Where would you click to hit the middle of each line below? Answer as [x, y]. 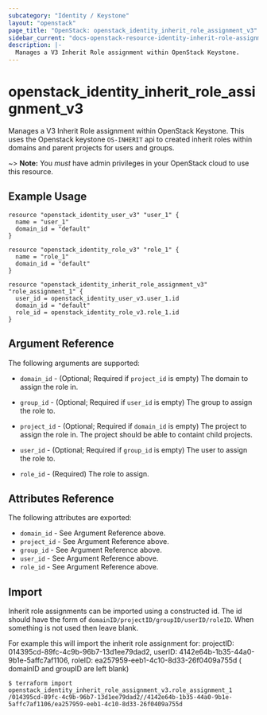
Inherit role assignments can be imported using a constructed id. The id [125, 611]
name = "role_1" [42, 256]
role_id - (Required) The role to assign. [84, 473]
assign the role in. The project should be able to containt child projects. [136, 434]
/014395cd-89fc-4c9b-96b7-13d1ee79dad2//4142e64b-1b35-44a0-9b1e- [120, 698]
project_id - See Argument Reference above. [94, 542]
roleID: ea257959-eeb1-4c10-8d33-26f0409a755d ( [157, 660]
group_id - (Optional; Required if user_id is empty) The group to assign [136, 402]
